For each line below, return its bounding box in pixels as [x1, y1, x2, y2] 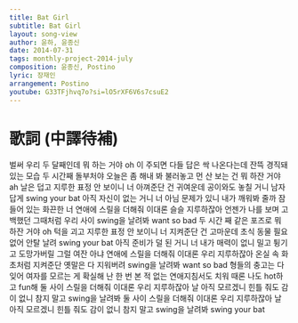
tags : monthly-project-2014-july [9, 54, 133, 63]
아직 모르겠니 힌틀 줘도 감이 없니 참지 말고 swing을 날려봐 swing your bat [9, 304, 265, 315]
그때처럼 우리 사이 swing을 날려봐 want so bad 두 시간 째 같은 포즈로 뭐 [32, 215, 282, 226]
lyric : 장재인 [9, 71, 56, 80]
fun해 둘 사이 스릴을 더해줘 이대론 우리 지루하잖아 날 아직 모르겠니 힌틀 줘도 [18, 282, 280, 293]
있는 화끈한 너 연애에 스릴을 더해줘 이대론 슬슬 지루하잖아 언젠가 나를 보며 [25, 204, 280, 214]
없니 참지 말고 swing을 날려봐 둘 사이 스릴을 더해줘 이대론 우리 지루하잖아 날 [18, 293, 282, 303]
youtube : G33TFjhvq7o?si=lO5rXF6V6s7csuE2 [9, 87, 169, 96]
